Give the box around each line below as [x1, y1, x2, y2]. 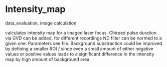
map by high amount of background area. [5, 56, 91, 62]
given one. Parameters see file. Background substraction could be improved [5, 40, 162, 46]
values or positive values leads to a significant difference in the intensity [5, 51, 154, 57]
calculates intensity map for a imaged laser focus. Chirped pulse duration [5, 29, 157, 35]
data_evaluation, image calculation [5, 20, 77, 26]
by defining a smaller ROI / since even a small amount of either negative [5, 45, 154, 51]
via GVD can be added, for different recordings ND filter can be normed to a [5, 35, 162, 41]
